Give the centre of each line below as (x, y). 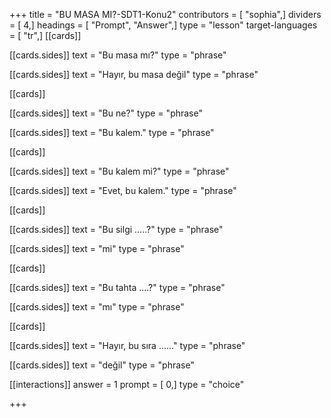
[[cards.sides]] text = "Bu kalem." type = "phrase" (112, 132)
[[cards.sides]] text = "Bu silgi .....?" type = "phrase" (116, 229)
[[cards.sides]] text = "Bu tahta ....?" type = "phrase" (117, 287)
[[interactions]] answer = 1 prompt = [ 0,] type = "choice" (127, 384)
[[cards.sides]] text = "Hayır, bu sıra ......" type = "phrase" (127, 345)
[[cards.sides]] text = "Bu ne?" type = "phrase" (106, 113)
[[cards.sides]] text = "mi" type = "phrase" (97, 248)
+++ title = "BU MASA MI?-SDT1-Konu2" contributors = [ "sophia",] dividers (165, 14)
